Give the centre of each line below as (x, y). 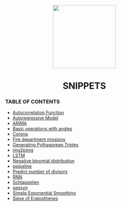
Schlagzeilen (26, 182)
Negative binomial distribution (43, 161)
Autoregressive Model (35, 118)
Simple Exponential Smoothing (44, 193)
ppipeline (22, 166)
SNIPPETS (84, 86)
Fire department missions (39, 139)
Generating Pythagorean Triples (45, 145)
